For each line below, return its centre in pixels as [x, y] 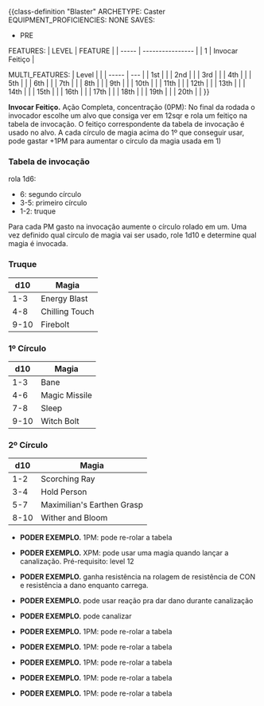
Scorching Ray [68, 479]
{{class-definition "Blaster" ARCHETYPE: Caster [87, 12]
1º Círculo [27, 348]
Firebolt [55, 324]
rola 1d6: [22, 179]
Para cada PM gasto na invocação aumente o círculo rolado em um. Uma [128, 227]
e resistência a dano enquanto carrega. [84, 586]
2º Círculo [28, 445]
